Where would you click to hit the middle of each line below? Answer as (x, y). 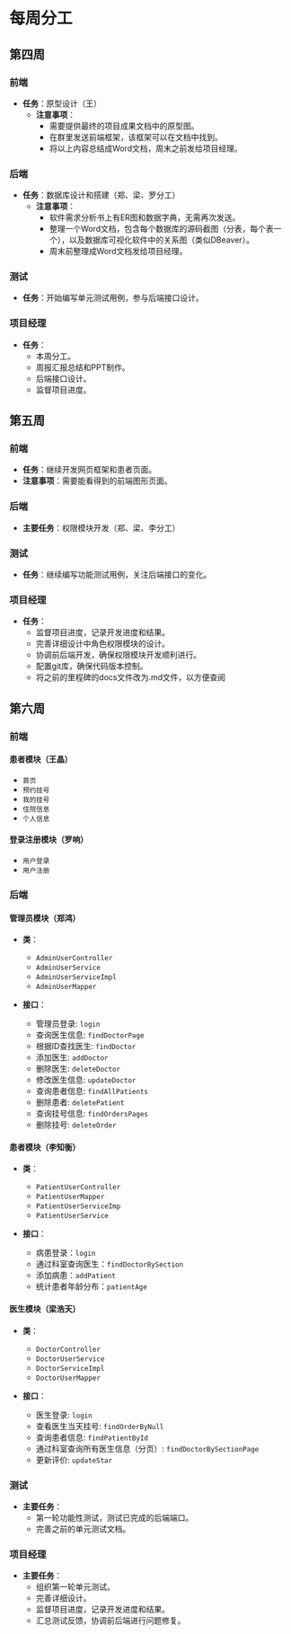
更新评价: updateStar (74, 1460)
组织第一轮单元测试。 (75, 1587)
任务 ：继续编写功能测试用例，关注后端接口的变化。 (117, 575)
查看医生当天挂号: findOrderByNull (100, 1426)
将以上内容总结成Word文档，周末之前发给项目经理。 (145, 148)
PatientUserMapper (70, 1197)
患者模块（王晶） (41, 759)
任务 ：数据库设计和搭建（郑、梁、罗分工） (101, 195)
